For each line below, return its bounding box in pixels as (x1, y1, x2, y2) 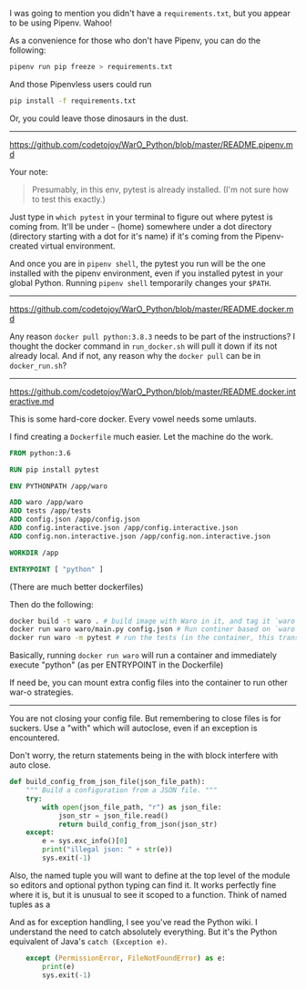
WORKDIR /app (9, 548, 59, 557)
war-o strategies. (9, 687, 75, 698)
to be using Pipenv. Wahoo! (9, 17, 112, 28)
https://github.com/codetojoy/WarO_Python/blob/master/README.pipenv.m (9, 138, 293, 149)
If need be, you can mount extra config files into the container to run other (9, 678, 289, 688)
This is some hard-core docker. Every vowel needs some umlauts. (9, 413, 257, 424)
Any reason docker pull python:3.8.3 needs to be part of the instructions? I (9, 331, 296, 342)
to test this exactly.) (31, 193, 107, 204)
